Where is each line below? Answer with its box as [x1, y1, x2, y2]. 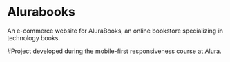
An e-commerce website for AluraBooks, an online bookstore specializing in [7, 27, 223, 35]
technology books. [7, 33, 61, 42]
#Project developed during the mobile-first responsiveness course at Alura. [7, 47, 222, 55]
